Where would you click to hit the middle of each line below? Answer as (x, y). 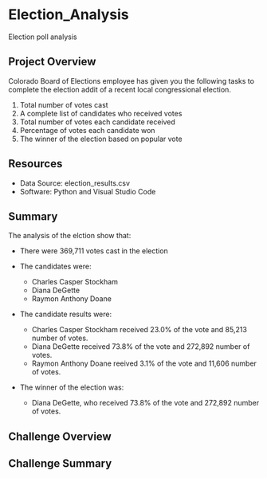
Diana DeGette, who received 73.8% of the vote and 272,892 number (145, 403)
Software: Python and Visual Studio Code (88, 191)
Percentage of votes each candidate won (87, 130)
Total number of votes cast (64, 104)
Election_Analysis (69, 15)
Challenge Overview (60, 436)
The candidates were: (55, 266)
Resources (35, 164)
